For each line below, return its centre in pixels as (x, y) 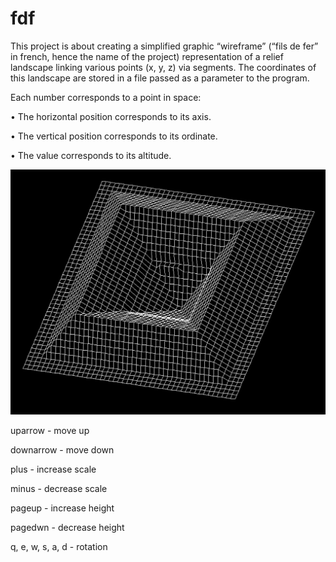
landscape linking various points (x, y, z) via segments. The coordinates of (163, 67)
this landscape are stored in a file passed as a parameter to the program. (160, 78)
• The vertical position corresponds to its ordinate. (114, 136)
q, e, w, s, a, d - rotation (59, 547)
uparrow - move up (50, 431)
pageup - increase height (62, 508)
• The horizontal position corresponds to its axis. (111, 116)
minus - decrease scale (59, 489)
